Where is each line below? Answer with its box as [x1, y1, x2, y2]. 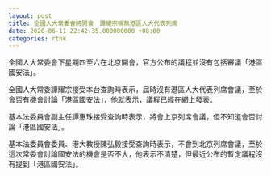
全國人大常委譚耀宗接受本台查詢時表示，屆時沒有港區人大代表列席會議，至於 [8, 85, 263, 94]
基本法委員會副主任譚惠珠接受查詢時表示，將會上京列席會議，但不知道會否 [8, 112, 256, 122]
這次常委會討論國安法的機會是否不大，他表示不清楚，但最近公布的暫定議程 [8, 149, 256, 159]
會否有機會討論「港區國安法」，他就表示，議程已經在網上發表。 [8, 94, 217, 105]
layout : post [8, 11, 52, 20]
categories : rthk [8, 34, 67, 43]
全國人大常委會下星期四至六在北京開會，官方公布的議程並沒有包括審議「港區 [8, 57, 263, 67]
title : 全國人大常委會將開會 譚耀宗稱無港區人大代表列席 [8, 19, 178, 27]
